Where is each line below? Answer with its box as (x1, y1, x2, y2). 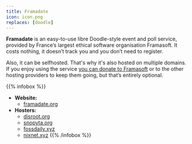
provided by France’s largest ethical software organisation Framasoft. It (6, 42, 177, 49)
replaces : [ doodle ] (6, 19, 54, 25)
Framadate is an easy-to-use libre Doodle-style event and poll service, (6, 36, 177, 43)
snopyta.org (23, 119, 53, 126)
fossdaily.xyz (23, 125, 56, 132)
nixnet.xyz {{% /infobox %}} (23, 132, 92, 139)
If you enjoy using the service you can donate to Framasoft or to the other (6, 66, 184, 73)
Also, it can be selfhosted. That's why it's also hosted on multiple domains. (6, 59, 187, 66)
